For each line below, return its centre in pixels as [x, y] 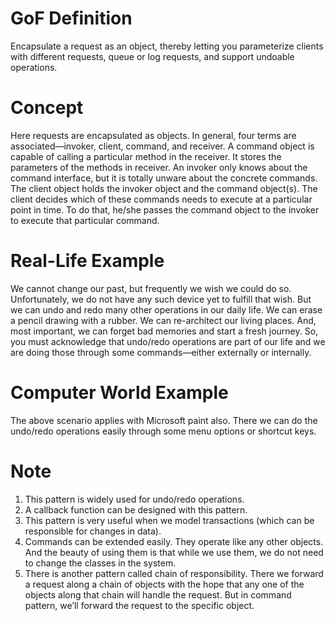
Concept [47, 108]
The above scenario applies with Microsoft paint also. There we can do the [164, 420]
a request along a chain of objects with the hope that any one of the [164, 584]
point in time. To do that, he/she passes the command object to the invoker [165, 209]
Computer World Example [119, 393]
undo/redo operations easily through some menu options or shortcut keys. [163, 431]
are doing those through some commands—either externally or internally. [161, 352]
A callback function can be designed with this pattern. [136, 509]
